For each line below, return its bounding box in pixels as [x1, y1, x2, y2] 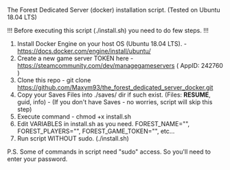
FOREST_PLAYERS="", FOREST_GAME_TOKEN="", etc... [16, 127, 175, 135]
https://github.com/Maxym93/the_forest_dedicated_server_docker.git [16, 84, 214, 91]
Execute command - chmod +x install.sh [16, 112, 132, 121]
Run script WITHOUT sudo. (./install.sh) [16, 134, 129, 143]
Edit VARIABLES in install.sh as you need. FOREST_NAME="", [16, 120, 190, 127]
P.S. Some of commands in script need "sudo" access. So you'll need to [7, 147, 211, 156]
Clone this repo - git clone [16, 76, 91, 84]
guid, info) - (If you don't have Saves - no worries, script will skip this [16, 98, 213, 106]
